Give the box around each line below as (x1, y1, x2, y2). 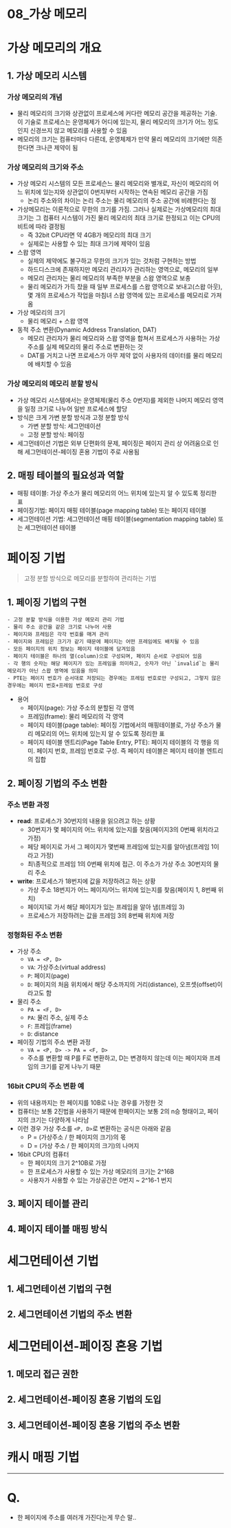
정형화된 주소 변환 (7, 930, 63, 940)
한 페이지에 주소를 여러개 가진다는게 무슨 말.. (16, 1514, 137, 1522)
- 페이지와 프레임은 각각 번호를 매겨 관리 (7, 631, 109, 638)
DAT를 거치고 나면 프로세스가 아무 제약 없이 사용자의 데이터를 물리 (27, 352, 204, 360)
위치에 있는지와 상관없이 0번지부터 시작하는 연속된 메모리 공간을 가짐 (24, 188, 208, 196)
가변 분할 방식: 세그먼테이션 (27, 421, 101, 430)
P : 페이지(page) (27, 972, 70, 980)
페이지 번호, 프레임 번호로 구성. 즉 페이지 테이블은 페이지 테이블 (36, 747, 205, 755)
